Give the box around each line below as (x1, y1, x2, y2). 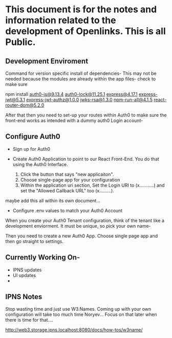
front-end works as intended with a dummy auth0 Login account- (5, 117, 143, 124)
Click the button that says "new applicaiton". (20, 171, 114, 177)
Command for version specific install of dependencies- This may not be (5, 70, 157, 76)
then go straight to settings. (5, 238, 64, 244)
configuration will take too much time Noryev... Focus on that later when (5, 311, 157, 317)
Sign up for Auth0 (12, 146, 50, 152)
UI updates (12, 272, 36, 278)
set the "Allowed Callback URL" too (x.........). (20, 187, 114, 193)
